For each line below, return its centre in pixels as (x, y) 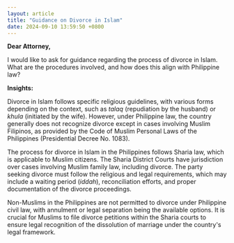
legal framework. (31, 232)
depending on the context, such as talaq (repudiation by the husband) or (111, 109)
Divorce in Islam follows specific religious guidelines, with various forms (110, 102)
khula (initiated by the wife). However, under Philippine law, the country (110, 116)
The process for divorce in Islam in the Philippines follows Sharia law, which (116, 152)
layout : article (31, 14)
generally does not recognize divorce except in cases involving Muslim (109, 124)
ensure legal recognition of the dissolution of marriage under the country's (114, 225)
